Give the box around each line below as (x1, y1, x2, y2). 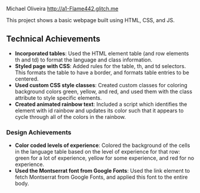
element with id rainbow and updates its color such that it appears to (14, 107, 184, 114)
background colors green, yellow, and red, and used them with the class (14, 88, 193, 95)
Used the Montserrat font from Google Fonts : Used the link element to (14, 167, 190, 174)
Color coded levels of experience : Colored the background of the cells (14, 142, 190, 149)
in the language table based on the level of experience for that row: (14, 148, 180, 155)
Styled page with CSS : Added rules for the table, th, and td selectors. (14, 62, 186, 69)
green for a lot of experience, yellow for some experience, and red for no (14, 155, 195, 162)
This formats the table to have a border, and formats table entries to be (14, 69, 189, 76)
